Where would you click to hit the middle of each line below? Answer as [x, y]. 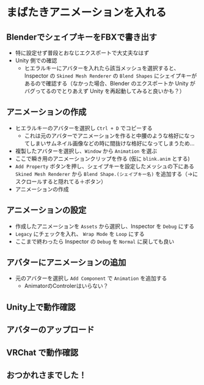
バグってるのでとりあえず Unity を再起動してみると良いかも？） [104, 91]
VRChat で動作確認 [42, 352]
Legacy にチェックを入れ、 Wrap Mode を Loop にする [80, 233]
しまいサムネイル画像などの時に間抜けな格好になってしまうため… [112, 143]
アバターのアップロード [50, 330]
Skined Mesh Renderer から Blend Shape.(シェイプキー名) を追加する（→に [107, 174]
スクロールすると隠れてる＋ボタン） [61, 182]
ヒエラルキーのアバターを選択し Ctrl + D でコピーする [84, 128]
